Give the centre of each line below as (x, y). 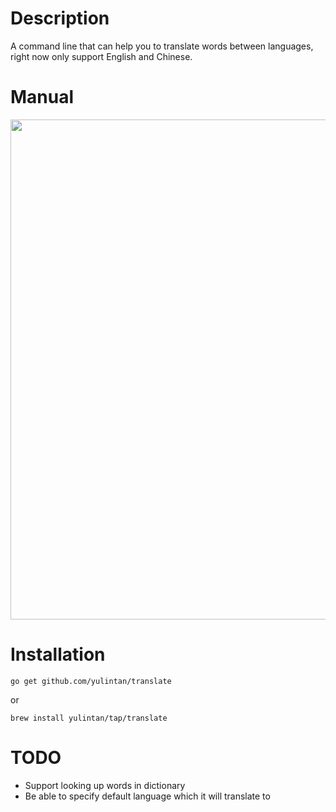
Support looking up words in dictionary (105, 785)
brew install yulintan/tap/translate (89, 718)
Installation (58, 654)
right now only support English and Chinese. (101, 56)
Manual (42, 97)
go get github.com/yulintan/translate (91, 681)
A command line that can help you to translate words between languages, (162, 46)
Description (60, 18)
